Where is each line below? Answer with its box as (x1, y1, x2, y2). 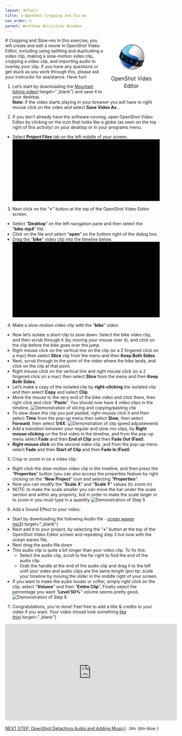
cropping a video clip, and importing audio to (5, 58, 96, 64)
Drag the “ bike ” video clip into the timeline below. (12, 236, 112, 242)
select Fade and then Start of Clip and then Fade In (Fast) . (12, 447, 131, 453)
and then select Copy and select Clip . (12, 389, 89, 395)
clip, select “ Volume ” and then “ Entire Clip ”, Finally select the (12, 584, 137, 590)
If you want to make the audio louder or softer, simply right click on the (12, 578, 156, 584)
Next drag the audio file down (12, 542, 73, 548)
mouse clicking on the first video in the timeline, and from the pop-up (12, 431, 154, 437)
